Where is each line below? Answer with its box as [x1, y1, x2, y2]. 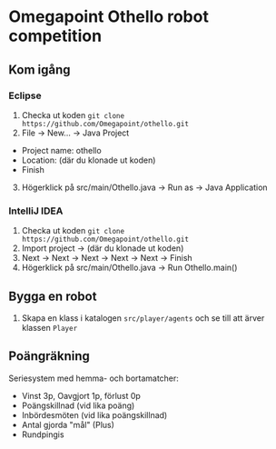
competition [8, 25, 102, 46]
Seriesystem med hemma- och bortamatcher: [8, 373, 179, 384]
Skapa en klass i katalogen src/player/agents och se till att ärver [21, 312, 265, 324]
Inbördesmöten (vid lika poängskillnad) [21, 409, 168, 420]
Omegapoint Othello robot [8, 6, 210, 27]
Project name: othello [21, 145, 102, 155]
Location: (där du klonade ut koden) [21, 155, 156, 165]
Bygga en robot [8, 288, 97, 304]
